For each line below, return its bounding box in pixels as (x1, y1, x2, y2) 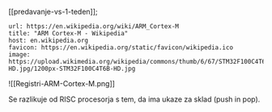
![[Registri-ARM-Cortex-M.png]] (8, 79, 116, 88)
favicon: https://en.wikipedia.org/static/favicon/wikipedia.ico (8, 44, 233, 52)
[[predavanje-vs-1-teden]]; (8, 7, 99, 16)
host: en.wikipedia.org (8, 36, 89, 44)
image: (8, 51, 31, 59)
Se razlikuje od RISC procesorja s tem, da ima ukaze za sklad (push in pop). (8, 94, 261, 104)
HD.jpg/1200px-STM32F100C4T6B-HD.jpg (8, 64, 136, 73)
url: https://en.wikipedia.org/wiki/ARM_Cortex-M (8, 23, 180, 31)
